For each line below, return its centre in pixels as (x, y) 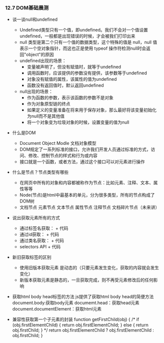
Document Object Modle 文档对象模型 (58, 143)
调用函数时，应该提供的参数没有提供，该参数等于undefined (87, 73)
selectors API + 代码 (40, 247)
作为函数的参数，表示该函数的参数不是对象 (70, 98)
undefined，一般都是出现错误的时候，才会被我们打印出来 (77, 36)
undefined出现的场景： (43, 61)
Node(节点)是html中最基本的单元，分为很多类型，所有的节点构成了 (87, 195)
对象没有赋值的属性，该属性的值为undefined (72, 79)
